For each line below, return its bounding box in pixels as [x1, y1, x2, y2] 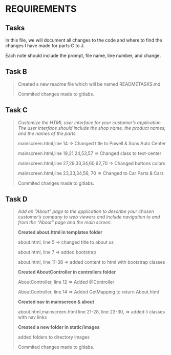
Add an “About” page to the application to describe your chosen [17, 208, 155, 214]
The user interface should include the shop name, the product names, [17, 125, 166, 131]
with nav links [17, 314, 47, 321]
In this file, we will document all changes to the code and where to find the [5, 37, 162, 43]
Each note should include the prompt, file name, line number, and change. [5, 52, 161, 58]
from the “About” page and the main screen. [17, 219, 112, 226]
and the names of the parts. [17, 130, 77, 136]
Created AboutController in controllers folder [17, 269, 116, 275]
